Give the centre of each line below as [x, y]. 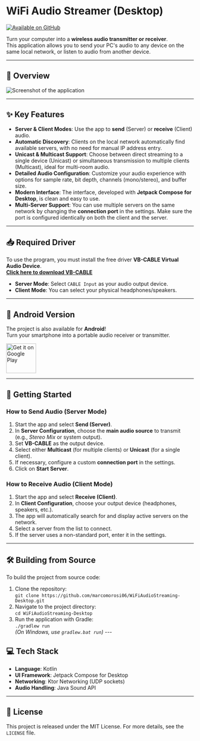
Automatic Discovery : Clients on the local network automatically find [100, 142]
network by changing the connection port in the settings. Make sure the [103, 211]
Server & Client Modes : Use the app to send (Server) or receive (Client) [103, 129]
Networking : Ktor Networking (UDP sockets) [70, 681]
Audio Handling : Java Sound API [55, 687]
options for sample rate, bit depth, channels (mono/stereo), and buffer [101, 179]
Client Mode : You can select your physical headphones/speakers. [96, 290]
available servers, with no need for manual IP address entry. [88, 148]
